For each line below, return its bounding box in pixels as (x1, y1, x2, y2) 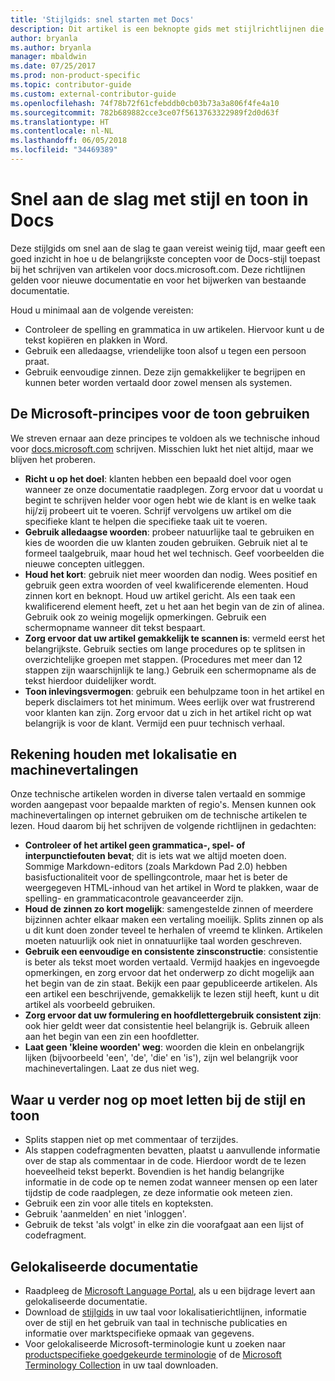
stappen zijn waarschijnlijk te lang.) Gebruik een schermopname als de (24, 664, 317, 676)
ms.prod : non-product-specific (10, 71, 141, 81)
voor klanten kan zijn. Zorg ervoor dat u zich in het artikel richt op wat (24, 706, 312, 718)
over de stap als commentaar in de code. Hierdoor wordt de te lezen (24, 1155, 307, 1167)
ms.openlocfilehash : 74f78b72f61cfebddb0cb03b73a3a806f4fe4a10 (10, 98, 280, 108)
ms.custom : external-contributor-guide (10, 89, 177, 99)
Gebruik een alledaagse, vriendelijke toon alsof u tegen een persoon (24, 344, 307, 356)
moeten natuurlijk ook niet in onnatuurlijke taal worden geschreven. (24, 935, 303, 947)
